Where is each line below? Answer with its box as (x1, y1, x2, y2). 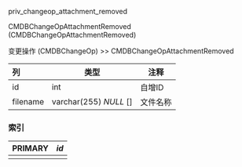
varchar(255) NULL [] (51, 96, 133, 107)
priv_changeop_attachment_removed (8, 7, 128, 16)
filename (12, 96, 45, 107)
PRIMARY (12, 143, 49, 154)
